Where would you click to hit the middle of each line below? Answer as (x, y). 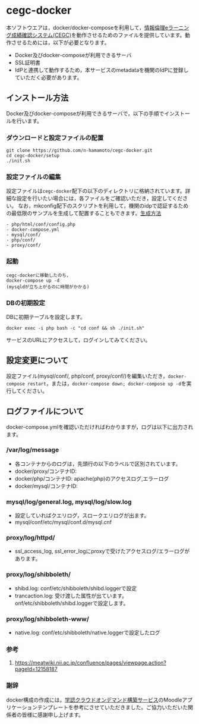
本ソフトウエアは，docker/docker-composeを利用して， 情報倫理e (87, 27)
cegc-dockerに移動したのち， (39, 275)
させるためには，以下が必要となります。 (60, 42)
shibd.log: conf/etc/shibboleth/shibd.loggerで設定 (76, 588)
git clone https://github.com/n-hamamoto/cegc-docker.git (79, 151)
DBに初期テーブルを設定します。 (46, 316)
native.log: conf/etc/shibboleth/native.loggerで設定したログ (87, 633)
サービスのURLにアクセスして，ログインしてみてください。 (78, 340)
